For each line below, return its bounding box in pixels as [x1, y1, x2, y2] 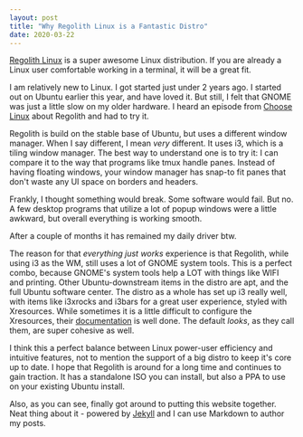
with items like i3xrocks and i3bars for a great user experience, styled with [9, 296, 288, 308]
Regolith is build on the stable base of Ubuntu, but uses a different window [9, 128, 288, 139]
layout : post [9, 13, 59, 23]
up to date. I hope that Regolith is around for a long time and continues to [9, 362, 282, 373]
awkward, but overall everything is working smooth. [9, 214, 203, 224]
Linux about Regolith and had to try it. [9, 110, 149, 122]
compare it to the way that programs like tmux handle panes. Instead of [9, 157, 276, 168]
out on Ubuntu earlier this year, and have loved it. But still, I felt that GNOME [9, 91, 292, 102]
